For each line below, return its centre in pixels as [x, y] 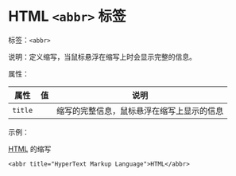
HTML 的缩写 [30, 149]
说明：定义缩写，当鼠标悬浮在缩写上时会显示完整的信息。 [102, 57]
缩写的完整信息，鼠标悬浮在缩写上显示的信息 [140, 111]
